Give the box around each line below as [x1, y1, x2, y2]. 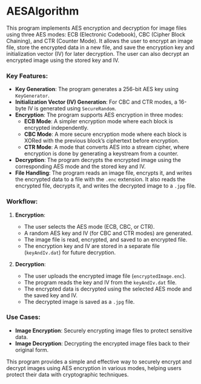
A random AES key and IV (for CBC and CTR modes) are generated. [24, 229, 193, 237]
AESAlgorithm [6, 4, 79, 18]
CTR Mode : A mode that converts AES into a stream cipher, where [24, 144, 189, 151]
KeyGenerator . [15, 92, 50, 99]
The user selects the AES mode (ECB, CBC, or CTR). [24, 223, 155, 230]
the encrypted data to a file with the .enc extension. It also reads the [15, 176, 186, 183]
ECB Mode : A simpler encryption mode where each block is [24, 118, 174, 125]
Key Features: [6, 72, 48, 80]
